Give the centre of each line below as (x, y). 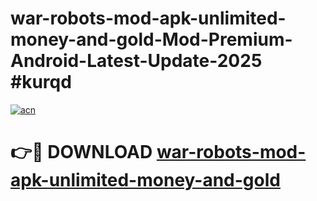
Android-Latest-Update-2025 (136, 61)
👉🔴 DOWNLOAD (81, 152)
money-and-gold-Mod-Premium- (151, 39)
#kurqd (41, 82)
